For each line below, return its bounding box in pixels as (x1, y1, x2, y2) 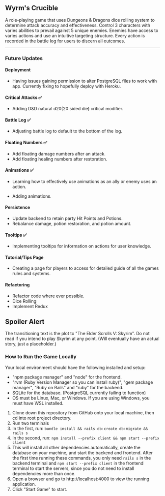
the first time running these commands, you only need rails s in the (12, 455, 151, 461)
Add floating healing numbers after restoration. (12, 156, 108, 162)
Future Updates (5, 55, 43, 62)
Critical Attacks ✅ (5, 94, 43, 100)
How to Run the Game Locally (5, 353, 77, 360)
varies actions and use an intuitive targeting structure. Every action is (5, 32, 145, 38)
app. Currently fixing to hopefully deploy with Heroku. (12, 83, 121, 89)
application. (12, 481, 36, 487)
